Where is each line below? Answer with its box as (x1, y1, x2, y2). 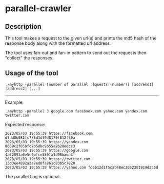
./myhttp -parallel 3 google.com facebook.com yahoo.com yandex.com (5, 109, 147, 113)
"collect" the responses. (5, 55, 54, 61)
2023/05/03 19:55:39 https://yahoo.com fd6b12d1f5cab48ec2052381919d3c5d (5, 165, 159, 170)
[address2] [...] (5, 86, 41, 91)
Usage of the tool (5, 69, 59, 77)
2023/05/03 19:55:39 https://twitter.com (5, 156, 91, 161)
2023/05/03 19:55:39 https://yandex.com (5, 139, 89, 144)
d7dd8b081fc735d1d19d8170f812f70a (5, 135, 76, 140)
